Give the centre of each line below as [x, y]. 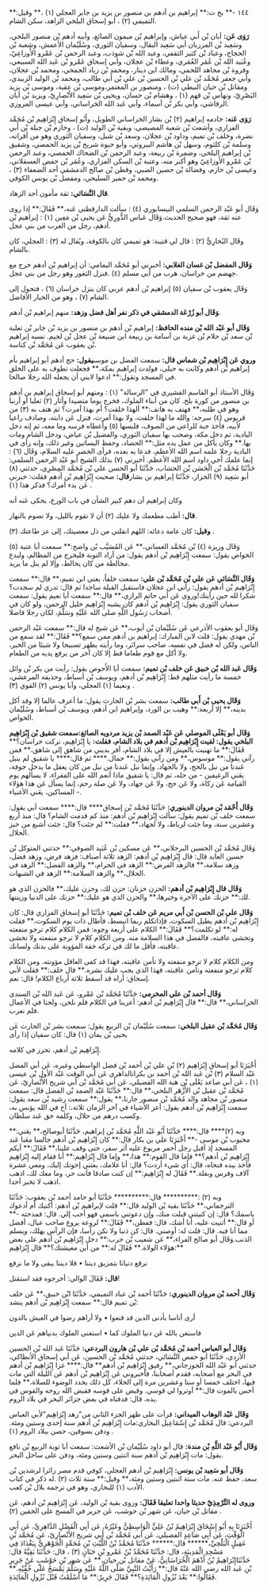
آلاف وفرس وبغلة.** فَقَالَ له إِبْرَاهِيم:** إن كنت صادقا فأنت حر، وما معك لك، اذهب [129, 1173]
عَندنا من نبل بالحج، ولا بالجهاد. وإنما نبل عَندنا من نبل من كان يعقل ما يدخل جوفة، [127, 766]
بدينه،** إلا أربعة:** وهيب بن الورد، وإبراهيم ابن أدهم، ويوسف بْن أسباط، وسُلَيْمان [128, 709]
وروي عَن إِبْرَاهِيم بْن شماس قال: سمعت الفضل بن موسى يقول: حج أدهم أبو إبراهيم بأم [132, 360]
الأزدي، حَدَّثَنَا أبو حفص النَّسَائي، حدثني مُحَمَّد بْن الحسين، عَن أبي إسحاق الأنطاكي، [128, 1356]
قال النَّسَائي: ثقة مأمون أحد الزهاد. [59, 193]
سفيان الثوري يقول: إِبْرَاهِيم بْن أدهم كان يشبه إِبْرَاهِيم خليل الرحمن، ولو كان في [124, 604]
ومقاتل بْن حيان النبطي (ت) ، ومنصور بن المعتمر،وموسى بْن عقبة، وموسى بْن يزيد [128, 86]
